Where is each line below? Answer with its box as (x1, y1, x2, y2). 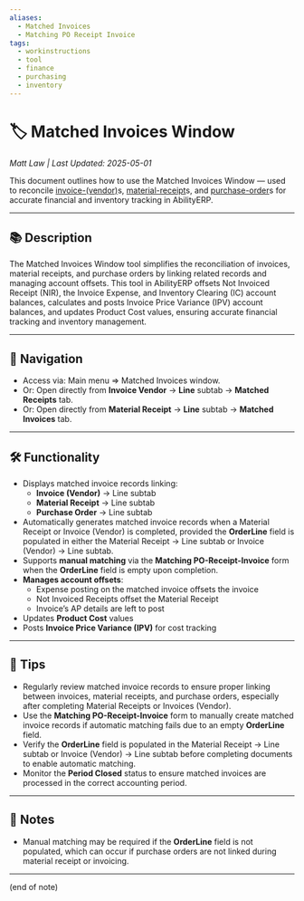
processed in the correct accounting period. (22, 777, 187, 788)
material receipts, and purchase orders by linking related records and (9, 268, 267, 279)
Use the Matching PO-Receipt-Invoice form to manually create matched (22, 710, 294, 721)
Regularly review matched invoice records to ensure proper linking (22, 681, 271, 692)
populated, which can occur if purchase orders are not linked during (22, 846, 278, 857)
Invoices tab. (22, 414, 72, 425)
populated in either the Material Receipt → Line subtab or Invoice (22, 536, 265, 546)
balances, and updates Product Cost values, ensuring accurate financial (9, 307, 278, 318)
